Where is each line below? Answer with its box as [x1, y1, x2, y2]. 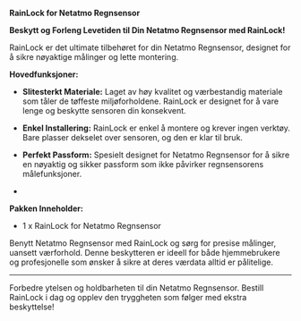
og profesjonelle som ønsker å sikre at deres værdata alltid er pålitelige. [9, 257, 273, 267]
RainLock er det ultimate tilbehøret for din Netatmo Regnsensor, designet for [9, 42, 291, 53]
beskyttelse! [9, 301, 56, 312]
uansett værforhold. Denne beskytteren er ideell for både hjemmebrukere [9, 248, 280, 258]
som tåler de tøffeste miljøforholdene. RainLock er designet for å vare [21, 96, 279, 106]
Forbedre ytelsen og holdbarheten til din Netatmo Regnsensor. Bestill [9, 283, 264, 293]
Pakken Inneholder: [9, 203, 83, 214]
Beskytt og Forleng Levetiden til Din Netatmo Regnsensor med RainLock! [9, 25, 286, 35]
